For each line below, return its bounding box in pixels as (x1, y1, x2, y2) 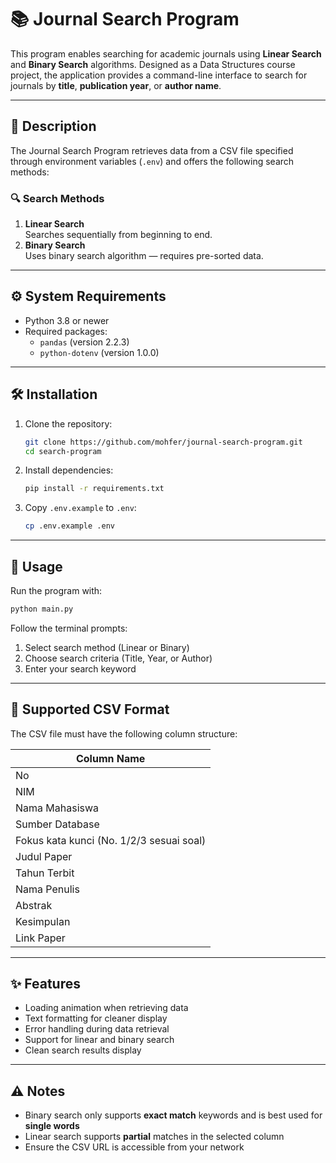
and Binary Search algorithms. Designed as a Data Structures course (10, 58, 296, 70)
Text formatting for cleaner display (24, 1012, 168, 1025)
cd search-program (24, 446, 102, 456)
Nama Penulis (15, 882, 80, 896)
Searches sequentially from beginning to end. (24, 229, 213, 241)
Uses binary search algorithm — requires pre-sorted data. (24, 250, 264, 262)
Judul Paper (15, 849, 73, 863)
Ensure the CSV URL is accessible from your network (24, 1141, 245, 1153)
